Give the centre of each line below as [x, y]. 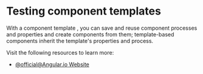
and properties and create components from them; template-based [90, 34]
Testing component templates [84, 11]
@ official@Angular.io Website [52, 64]
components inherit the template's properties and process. [80, 41]
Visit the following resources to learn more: [60, 52]
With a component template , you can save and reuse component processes [102, 28]
